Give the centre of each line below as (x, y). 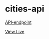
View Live (15, 31)
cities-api (25, 9)
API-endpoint (18, 22)
